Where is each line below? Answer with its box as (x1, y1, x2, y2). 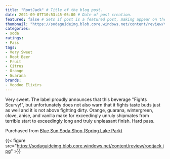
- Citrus (5, 64, 24, 69)
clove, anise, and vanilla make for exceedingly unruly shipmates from (5, 112, 149, 119)
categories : (5, 26, 30, 31)
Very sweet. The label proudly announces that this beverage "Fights (5, 96, 147, 102)
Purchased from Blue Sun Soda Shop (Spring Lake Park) (5, 127, 123, 134)
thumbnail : (5, 21, 28, 27)
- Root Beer (5, 54, 30, 60)
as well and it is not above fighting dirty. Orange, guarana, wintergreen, (5, 107, 153, 113)
